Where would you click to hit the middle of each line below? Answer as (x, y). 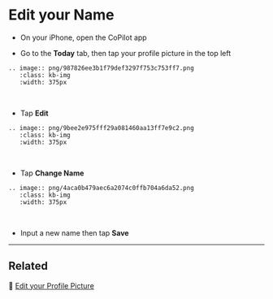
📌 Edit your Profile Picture (52, 285)
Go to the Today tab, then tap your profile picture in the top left (126, 53)
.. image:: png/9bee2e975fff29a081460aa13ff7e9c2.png (102, 128)
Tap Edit (34, 113)
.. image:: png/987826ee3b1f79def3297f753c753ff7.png (102, 68)
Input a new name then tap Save (74, 232)
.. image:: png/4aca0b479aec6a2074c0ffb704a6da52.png (102, 188)
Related (28, 266)
